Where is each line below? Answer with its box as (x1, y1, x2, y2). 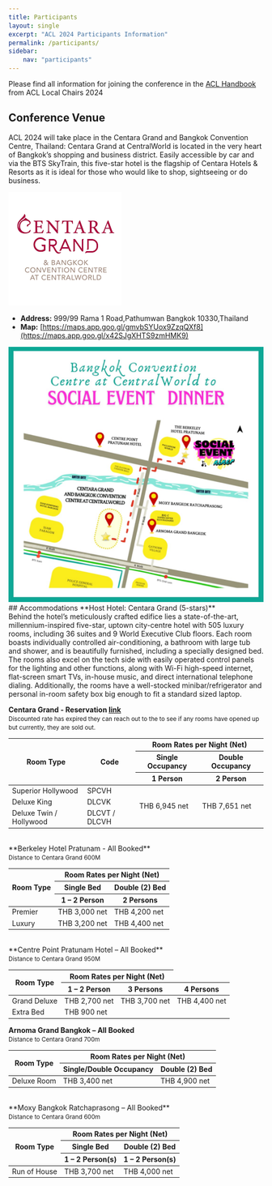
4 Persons (184, 984, 220, 994)
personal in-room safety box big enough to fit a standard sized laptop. (8, 689, 242, 698)
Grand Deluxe (11, 996, 58, 1005)
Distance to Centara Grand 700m (8, 1035, 100, 1043)
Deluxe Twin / (11, 808, 58, 818)
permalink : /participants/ (8, 39, 100, 47)
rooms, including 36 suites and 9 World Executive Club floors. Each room (8, 629, 253, 638)
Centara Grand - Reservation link (8, 705, 121, 715)
